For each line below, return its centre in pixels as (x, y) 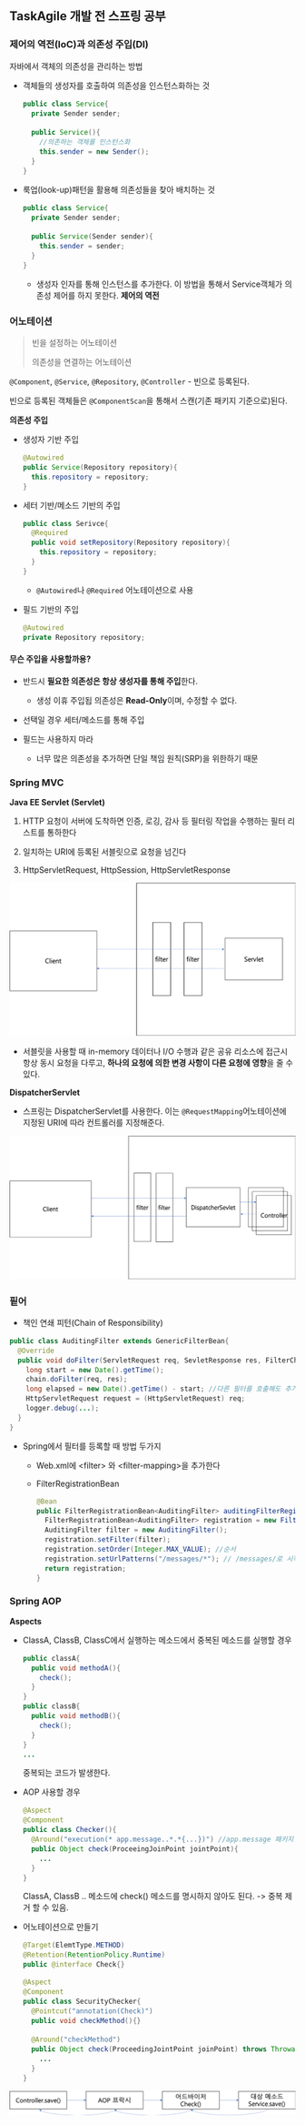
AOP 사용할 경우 (51, 1792)
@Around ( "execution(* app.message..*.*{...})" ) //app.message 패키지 (162, 1840)
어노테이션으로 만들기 (60, 1927)
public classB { (51, 1706)
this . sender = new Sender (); (94, 152)
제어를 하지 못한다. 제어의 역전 (106, 295)
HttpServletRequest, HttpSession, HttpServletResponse (127, 870)
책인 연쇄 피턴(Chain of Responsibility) (93, 1322)
